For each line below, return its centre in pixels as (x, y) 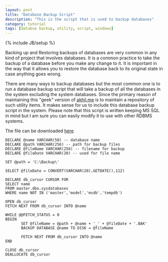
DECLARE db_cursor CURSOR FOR (37, 180)
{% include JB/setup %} (30, 43)
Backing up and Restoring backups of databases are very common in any (81, 53)
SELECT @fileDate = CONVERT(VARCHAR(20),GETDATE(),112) (65, 171)
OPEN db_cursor (21, 202)
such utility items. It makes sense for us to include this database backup (80, 105)
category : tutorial (26, 24)
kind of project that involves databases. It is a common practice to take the (82, 58)
